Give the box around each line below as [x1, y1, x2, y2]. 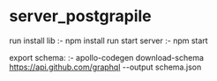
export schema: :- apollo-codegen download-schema [9, 52, 205, 63]
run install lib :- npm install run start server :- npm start [9, 35, 209, 46]
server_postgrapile [9, 6, 152, 26]
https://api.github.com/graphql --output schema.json [9, 62, 202, 72]
